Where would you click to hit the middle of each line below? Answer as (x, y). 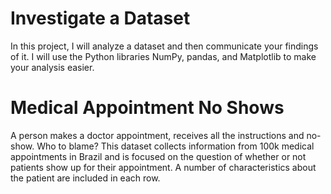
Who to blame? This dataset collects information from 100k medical (175, 146)
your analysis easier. (52, 67)
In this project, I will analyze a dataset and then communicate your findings (164, 46)
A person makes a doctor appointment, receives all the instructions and (157, 135)
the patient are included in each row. (85, 178)
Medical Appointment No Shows (147, 108)
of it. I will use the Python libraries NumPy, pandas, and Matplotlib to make (163, 56)
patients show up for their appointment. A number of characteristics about (163, 167)
